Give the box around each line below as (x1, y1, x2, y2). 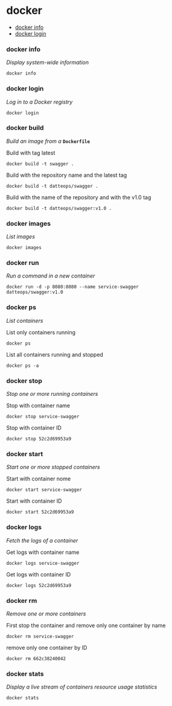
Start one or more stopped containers (6, 463, 101, 471)
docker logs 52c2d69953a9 (6, 582, 71, 588)
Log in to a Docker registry (6, 98, 73, 106)
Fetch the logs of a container (6, 536, 78, 544)
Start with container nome (6, 475, 71, 483)
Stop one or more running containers (6, 390, 98, 398)
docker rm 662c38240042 (6, 655, 66, 661)
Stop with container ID (6, 424, 62, 431)
